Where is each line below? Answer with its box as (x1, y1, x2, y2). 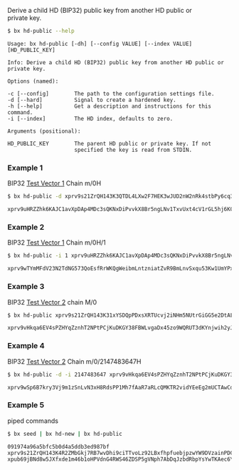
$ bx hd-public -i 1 (7, 252, 69, 260)
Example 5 (7, 400, 45, 410)
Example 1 (7, 163, 43, 173)
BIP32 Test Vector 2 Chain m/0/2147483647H (7, 357, 142, 366)
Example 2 (7, 222, 45, 232)
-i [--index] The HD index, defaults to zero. (7, 115, 174, 122)
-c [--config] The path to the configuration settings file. (7, 90, 215, 97)
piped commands (7, 417, 59, 425)
